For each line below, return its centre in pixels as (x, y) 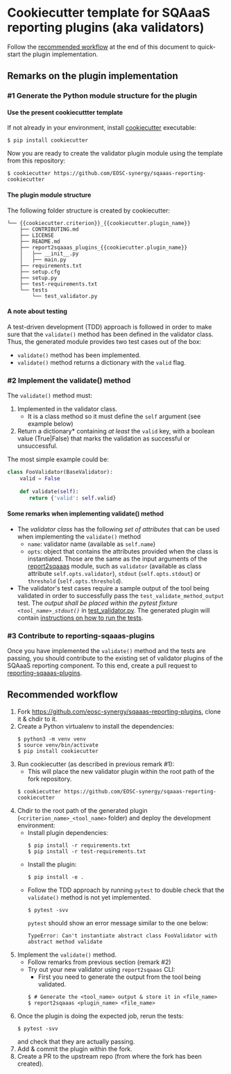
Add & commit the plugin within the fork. (75, 1049)
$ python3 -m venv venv (52, 739)
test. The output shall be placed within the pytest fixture (97, 603)
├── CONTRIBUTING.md (49, 229)
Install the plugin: (52, 864)
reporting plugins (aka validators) (106, 27)
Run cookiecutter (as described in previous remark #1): (96, 764)
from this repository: (36, 160)
